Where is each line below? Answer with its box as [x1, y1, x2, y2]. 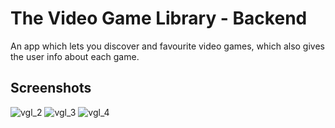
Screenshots [10, 80, 92, 97]
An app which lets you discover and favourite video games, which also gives [10, 40, 325, 52]
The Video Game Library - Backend [10, 7, 308, 30]
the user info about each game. [10, 50, 140, 62]
